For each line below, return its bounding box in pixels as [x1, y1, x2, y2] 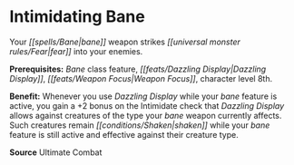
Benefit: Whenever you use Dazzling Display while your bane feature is [9, 91, 278, 102]
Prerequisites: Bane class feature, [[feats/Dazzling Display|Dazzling [9, 63, 267, 74]
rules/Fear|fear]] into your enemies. [9, 45, 143, 56]
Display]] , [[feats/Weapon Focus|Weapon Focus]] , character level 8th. [9, 73, 273, 83]
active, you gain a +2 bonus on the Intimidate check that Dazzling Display [9, 100, 285, 111]
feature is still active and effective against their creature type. [9, 129, 239, 140]
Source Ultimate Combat [9, 147, 103, 158]
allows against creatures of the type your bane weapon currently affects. [9, 110, 282, 121]
